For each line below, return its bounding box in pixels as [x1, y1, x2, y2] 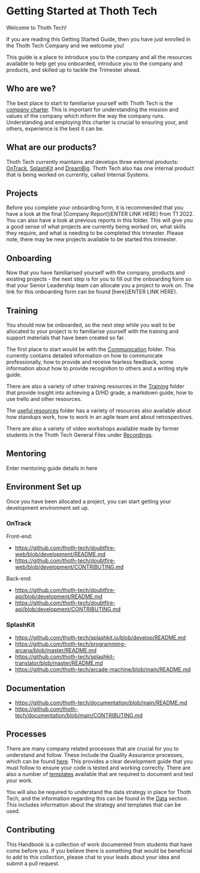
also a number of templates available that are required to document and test [6, 770, 193, 777]
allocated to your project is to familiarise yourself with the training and [6, 328, 178, 334]
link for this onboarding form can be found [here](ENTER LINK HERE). [6, 288, 178, 296]
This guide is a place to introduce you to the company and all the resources [6, 53, 192, 60]
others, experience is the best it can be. [6, 124, 104, 132]
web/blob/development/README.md [14, 550, 106, 558]
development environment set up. [6, 504, 90, 511]
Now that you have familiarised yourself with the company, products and [6, 269, 186, 276]
